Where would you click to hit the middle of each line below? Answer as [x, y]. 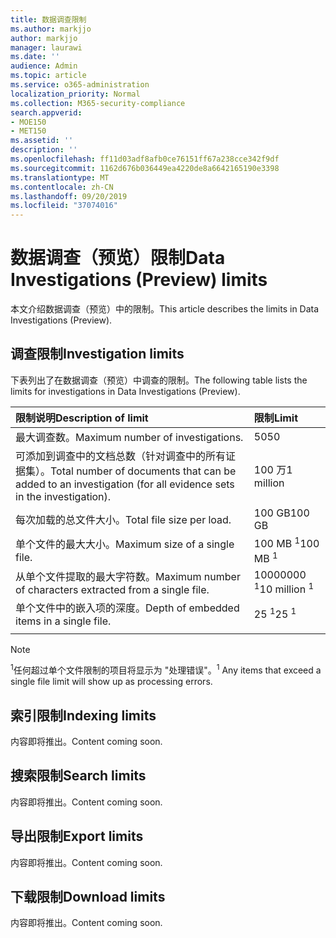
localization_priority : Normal [75, 94]
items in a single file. [63, 621]
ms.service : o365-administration [80, 85]
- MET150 [28, 131]
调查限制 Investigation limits [97, 354]
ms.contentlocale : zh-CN [62, 187]
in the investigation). [63, 496]
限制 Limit [276, 418]
